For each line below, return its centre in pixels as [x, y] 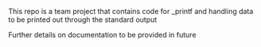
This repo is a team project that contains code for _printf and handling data [131, 11]
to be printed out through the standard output [83, 20]
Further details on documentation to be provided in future [102, 35]
